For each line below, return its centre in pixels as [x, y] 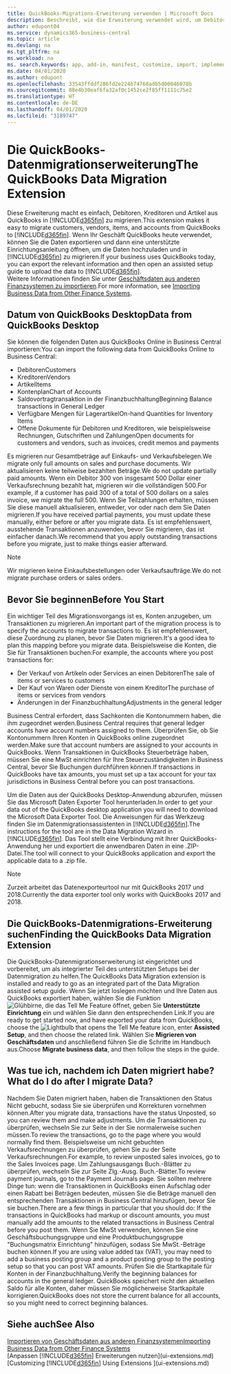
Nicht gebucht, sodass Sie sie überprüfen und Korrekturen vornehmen [107, 1105]
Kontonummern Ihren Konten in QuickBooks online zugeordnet [96, 738]
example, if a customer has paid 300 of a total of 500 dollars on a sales [108, 493]
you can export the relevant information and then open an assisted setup [110, 264]
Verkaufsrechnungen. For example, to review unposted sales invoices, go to [114, 1157]
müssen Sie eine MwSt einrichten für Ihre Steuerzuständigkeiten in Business [115, 760]
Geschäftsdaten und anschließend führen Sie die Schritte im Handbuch [109, 1042]
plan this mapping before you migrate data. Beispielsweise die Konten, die [112, 645]
